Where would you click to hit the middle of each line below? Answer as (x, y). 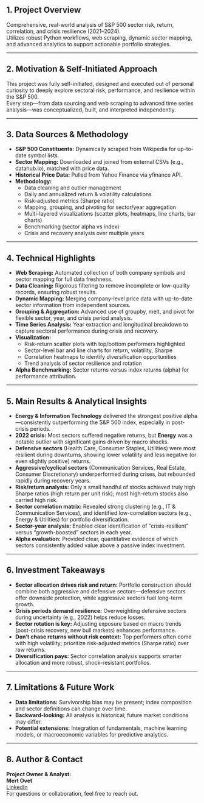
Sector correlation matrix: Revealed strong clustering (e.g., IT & (95, 507)
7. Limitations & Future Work (60, 688)
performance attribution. (46, 377)
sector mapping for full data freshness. (64, 279)
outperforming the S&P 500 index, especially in (111, 422)
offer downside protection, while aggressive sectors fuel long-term (99, 598)
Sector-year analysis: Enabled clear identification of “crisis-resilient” (102, 526)
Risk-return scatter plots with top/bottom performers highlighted (104, 344)
